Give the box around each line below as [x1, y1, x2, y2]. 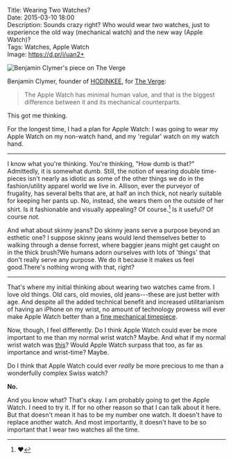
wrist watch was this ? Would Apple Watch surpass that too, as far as [7, 340, 203, 349]
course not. [7, 212, 40, 221]
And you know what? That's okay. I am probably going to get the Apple [7, 395, 210, 404]
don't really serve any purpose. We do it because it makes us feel [7, 255, 194, 263]
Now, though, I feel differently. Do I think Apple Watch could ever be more [7, 326, 217, 334]
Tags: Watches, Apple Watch [7, 43, 89, 51]
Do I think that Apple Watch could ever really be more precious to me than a [7, 361, 224, 370]
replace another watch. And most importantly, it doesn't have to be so [7, 418, 207, 426]
